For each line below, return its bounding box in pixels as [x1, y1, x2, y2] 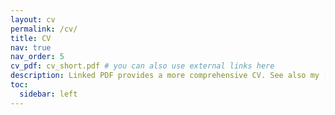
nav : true [10, 42, 52, 53]
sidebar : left [19, 89, 78, 99]
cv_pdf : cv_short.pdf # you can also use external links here [10, 61, 275, 71]
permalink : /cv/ [10, 24, 78, 34]
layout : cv [10, 14, 56, 25]
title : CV [10, 33, 52, 43]
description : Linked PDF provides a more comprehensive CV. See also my [10, 71, 320, 81]
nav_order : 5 [10, 52, 65, 62]
